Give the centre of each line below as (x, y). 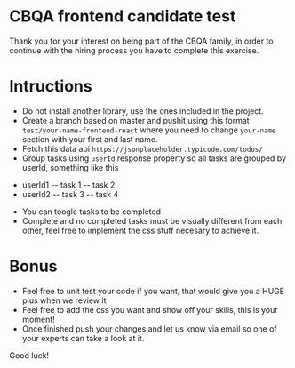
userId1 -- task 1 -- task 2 (68, 185)
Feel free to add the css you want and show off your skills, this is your (150, 309)
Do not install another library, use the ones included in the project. (143, 111)
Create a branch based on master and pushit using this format (136, 120)
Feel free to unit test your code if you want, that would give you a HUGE (153, 291)
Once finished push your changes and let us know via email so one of (149, 328)
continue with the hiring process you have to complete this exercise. (134, 50)
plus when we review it (64, 300)
